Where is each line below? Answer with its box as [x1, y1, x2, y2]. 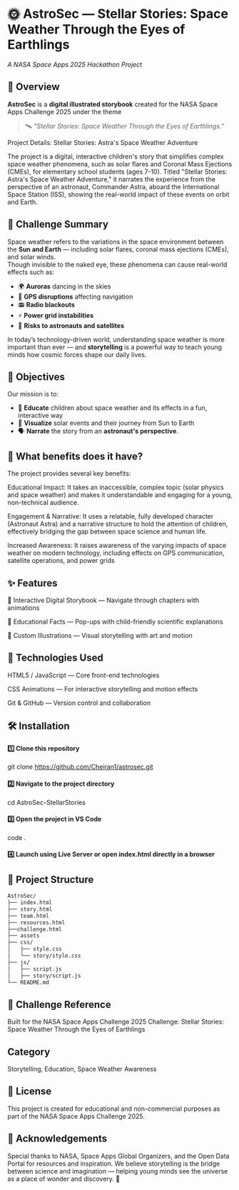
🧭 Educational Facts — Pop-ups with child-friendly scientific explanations [7, 617, 223, 626]
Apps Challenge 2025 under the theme [7, 107, 122, 116]
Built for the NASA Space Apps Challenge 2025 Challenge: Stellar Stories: [7, 1017, 225, 1026]
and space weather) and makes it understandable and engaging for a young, [7, 491, 233, 499]
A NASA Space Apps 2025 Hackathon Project [7, 60, 143, 69]
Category [7, 1046, 51, 1058]
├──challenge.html [7, 926, 62, 933]
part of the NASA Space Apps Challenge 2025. [7, 1111, 145, 1120]
